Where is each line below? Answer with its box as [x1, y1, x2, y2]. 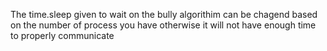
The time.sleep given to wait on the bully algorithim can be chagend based [10, 9, 318, 20]
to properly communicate [10, 30, 115, 41]
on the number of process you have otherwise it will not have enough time [10, 19, 317, 31]
